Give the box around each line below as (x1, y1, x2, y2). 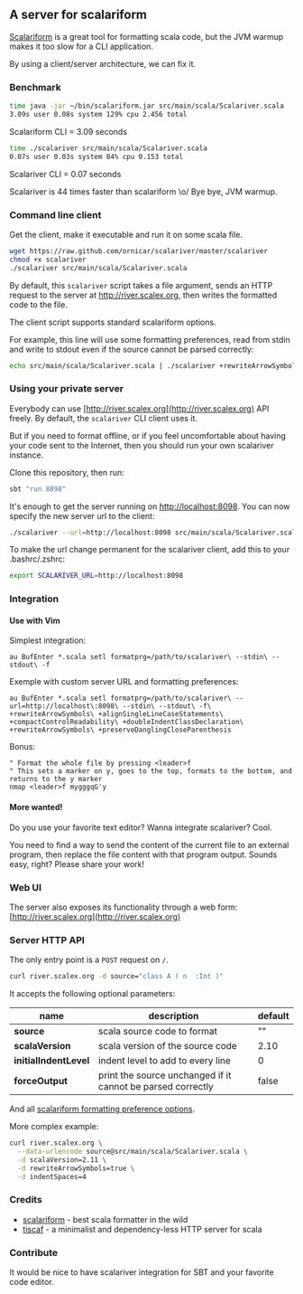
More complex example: (9, 1121, 99, 1132)
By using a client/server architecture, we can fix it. (9, 58, 197, 69)
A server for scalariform (9, 7, 147, 23)
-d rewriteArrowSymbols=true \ (17, 1164, 135, 1173)
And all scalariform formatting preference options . (9, 1103, 196, 1115)
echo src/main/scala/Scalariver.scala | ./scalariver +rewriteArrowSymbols (9, 361, 300, 370)
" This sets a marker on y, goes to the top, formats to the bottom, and (9, 767, 293, 776)
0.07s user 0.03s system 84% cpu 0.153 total (9, 152, 183, 161)
